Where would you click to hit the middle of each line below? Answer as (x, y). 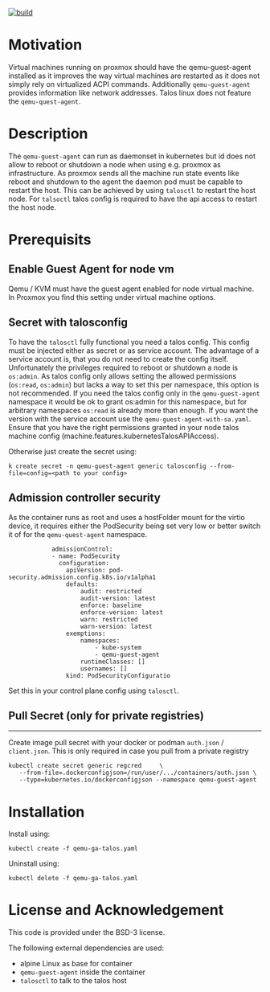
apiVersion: (86, 570)
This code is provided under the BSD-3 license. (87, 933)
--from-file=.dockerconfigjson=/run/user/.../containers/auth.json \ (138, 773)
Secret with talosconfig (68, 323)
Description (48, 134)
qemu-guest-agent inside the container (83, 972)
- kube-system (118, 647)
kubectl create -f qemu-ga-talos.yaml (73, 849)
